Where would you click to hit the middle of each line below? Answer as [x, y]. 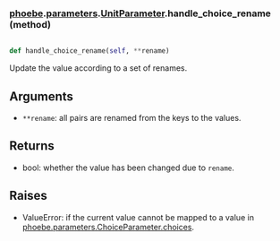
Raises [28, 196]
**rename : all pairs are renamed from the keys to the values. [132, 117]
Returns [32, 146]
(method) [30, 24]
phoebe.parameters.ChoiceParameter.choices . [108, 227]
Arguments [42, 96]
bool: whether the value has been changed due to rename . [128, 168]
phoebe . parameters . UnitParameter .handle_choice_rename [140, 13]
